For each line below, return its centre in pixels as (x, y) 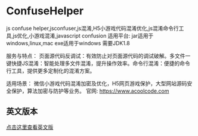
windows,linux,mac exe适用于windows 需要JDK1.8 (68, 43)
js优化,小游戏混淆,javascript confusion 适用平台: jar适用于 (83, 35)
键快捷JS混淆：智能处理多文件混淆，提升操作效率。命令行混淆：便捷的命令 (98, 63)
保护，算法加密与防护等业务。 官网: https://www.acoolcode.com (90, 91)
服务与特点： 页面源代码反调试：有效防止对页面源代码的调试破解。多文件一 (98, 55)
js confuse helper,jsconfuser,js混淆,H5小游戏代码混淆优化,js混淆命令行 (92, 28)
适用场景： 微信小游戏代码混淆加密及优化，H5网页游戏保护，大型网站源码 (97, 83)
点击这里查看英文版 (30, 127)
